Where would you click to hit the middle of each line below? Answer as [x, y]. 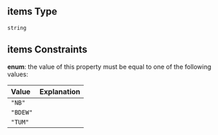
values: [18, 74]
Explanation [60, 91]
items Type [32, 12]
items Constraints [48, 50]
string [17, 28]
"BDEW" [22, 112]
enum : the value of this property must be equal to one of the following [109, 66]
